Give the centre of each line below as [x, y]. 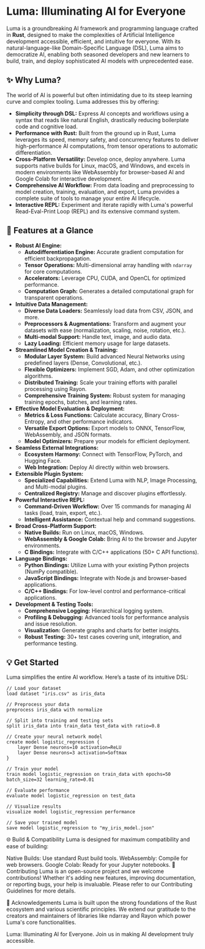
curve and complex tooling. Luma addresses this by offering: [83, 101]
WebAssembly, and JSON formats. [68, 435]
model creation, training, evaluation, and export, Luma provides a [97, 192]
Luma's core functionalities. [41, 923]
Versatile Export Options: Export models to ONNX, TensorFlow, [105, 428]
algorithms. [39, 376]
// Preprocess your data [38, 705]
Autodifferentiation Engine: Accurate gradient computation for [104, 252]
